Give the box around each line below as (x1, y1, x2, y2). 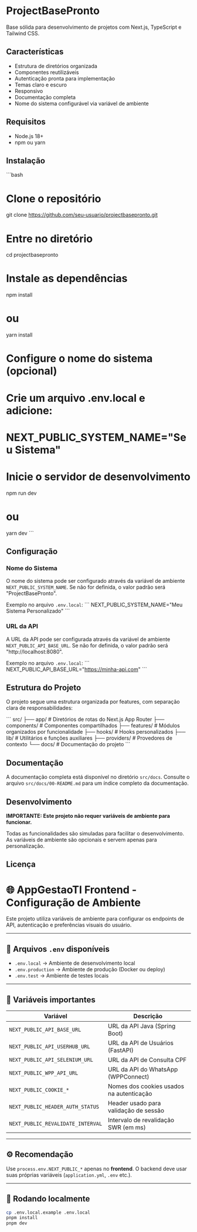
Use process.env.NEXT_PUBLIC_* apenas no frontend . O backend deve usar (6, 1165, 188, 1172)
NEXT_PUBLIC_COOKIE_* (9, 1086, 69, 1093)
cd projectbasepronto (6, 251, 59, 259)
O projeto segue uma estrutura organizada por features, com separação (6, 698, 180, 706)
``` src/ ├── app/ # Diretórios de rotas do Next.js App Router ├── (6, 716, 165, 723)
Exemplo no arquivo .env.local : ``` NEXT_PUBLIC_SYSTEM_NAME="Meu (6, 601, 183, 609)
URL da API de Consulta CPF (107, 1056, 187, 1064)
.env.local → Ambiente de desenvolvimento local (14, 959, 135, 967)
